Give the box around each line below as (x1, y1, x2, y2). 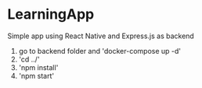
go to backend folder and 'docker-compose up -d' (18, 46, 182, 55)
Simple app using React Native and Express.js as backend (7, 31, 195, 40)
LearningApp (7, 5, 95, 23)
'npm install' (18, 62, 59, 72)
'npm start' (18, 71, 55, 80)
